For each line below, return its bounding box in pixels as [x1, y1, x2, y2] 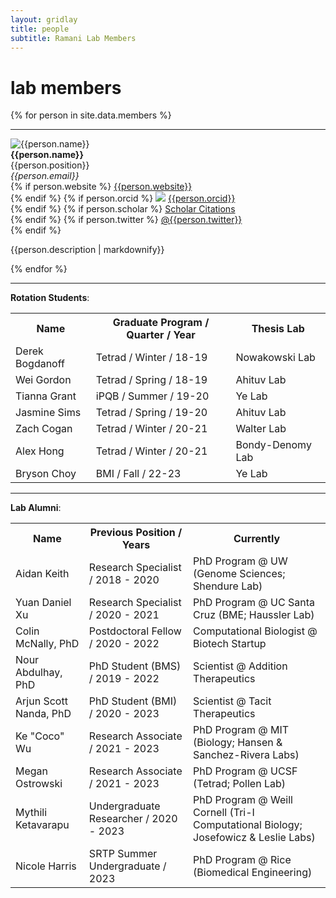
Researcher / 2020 [88, 812, 178, 826]
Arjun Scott [15, 694, 68, 708]
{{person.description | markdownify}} [10, 244, 165, 256]
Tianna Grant [15, 389, 77, 403]
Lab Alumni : [10, 502, 62, 514]
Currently [233, 532, 281, 546]
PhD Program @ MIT [193, 723, 290, 737]
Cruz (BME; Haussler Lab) [193, 608, 315, 622]
